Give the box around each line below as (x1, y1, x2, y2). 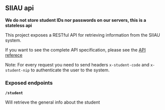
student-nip (5, 68, 30, 73)
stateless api (5, 22, 32, 28)
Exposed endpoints (5, 79, 53, 86)
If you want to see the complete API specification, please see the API (5, 47, 146, 53)
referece (5, 52, 23, 58)
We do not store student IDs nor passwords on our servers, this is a (5, 17, 146, 23)
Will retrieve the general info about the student (5, 99, 100, 106)
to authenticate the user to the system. (30, 67, 110, 73)
